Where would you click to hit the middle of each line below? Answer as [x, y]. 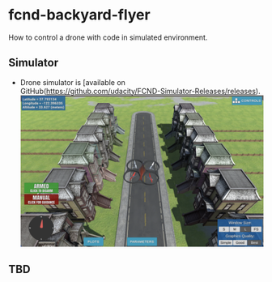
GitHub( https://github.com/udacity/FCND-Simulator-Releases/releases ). [140, 91]
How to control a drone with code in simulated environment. [108, 37]
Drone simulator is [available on [72, 82]
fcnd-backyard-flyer [80, 15]
